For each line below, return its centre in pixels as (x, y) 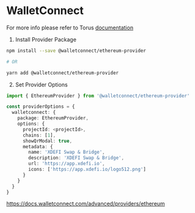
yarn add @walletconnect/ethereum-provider (63, 73)
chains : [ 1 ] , (39, 135)
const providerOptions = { (41, 107)
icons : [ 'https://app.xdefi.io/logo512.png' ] (87, 170)
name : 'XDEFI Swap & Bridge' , (67, 152)
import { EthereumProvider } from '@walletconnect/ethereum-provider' (98, 95)
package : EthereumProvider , (53, 118)
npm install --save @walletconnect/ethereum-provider (76, 50)
